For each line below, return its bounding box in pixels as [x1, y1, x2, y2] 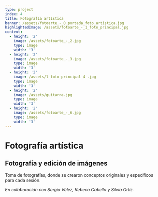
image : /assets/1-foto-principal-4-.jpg [14, 74, 96, 79]
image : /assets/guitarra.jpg [14, 92, 72, 97]
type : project [5, 7, 34, 12]
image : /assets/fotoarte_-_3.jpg [14, 56, 81, 61]
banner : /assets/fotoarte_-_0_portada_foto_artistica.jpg [5, 20, 124, 26]
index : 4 [5, 12, 23, 16]
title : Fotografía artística [5, 16, 64, 21]
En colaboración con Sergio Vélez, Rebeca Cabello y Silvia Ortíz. [5, 186, 134, 192]
